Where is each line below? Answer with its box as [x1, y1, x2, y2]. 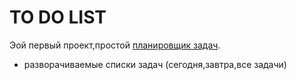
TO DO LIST [9, 6, 107, 29]
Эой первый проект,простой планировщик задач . [9, 39, 221, 51]
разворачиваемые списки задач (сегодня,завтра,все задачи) [23, 58, 287, 70]
